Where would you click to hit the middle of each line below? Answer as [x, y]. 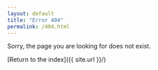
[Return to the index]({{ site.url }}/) [57, 60]
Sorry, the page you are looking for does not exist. [79, 46]
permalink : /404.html [39, 26]
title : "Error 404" [35, 20]
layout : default [31, 14]
